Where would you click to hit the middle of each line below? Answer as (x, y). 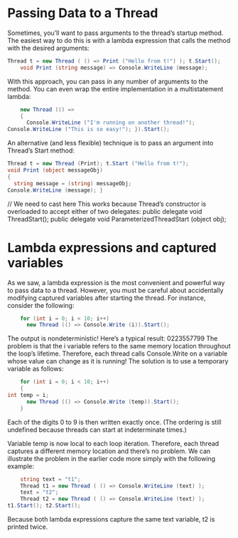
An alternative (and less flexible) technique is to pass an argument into (110, 143)
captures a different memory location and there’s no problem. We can (109, 451)
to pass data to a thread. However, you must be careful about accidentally (115, 290)
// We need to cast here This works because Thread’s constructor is (107, 204)
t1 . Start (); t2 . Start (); (44, 506)
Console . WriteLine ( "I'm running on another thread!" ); (110, 123)
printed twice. (28, 527)
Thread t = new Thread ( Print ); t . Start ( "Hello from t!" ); (98, 164)
